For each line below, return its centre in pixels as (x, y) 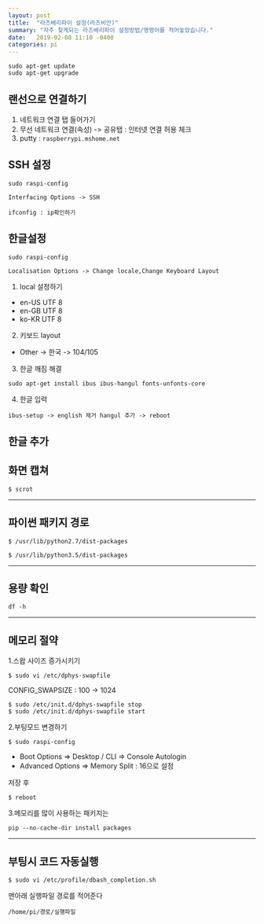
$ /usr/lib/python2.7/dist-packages (68, 541)
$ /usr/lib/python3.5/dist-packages (68, 555)
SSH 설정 (29, 165)
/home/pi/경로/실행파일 (42, 912)
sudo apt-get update (42, 66)
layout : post (29, 15)
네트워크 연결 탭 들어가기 (57, 120)
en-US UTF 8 (41, 302)
